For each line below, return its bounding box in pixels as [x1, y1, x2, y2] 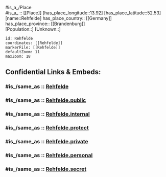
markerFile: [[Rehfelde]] [5, 45, 60, 50]
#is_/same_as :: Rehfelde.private [5, 138, 88, 145]
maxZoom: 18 [5, 54, 31, 59]
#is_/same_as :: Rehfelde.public [5, 97, 86, 104]
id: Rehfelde [5, 36, 33, 41]
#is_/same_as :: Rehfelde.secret [5, 165, 87, 172]
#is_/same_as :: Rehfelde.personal [5, 151, 93, 159]
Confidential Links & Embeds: [5, 68, 101, 76]
